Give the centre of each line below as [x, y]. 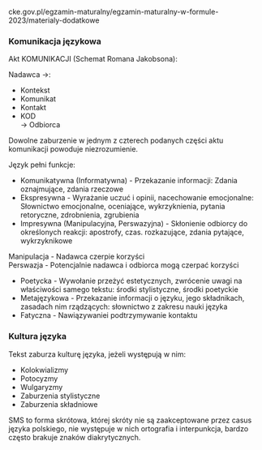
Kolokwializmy [44, 370]
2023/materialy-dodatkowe [54, 20]
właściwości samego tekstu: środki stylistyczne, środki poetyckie [129, 289]
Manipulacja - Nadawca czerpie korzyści [77, 257]
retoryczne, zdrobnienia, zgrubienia [79, 215]
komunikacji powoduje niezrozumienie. [73, 149]
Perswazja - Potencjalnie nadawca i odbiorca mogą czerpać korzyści [124, 265]
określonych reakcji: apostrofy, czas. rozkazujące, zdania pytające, [132, 232]
